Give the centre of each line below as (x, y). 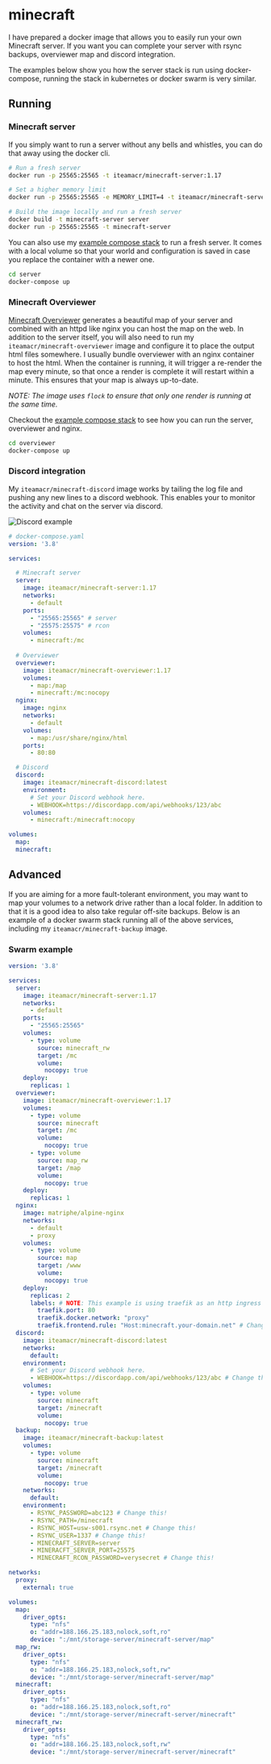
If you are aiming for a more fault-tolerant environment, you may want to (128, 894)
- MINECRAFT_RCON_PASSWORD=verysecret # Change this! (122, 1558)
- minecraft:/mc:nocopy (70, 693)
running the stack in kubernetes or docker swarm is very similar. (150, 78)
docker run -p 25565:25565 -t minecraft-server (90, 227)
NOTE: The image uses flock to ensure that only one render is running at (130, 395)
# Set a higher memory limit (57, 190)
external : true (48, 1587)
